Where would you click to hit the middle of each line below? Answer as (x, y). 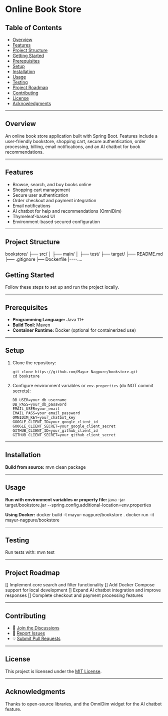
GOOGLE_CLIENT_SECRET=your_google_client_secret (64, 426)
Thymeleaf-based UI (33, 216)
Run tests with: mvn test (30, 552)
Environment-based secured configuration (56, 222)
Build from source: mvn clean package (45, 467)
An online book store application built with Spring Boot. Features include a (81, 136)
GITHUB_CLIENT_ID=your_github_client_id (55, 431)
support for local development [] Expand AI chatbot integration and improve (83, 590)
